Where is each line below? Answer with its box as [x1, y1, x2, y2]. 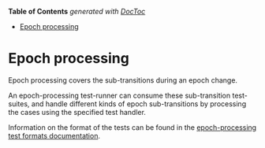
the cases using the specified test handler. [8, 107, 146, 117]
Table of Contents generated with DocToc [8, 7, 146, 16]
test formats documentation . [8, 131, 101, 140]
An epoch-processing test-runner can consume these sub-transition [8, 91, 231, 100]
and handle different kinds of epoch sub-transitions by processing [31, 98, 247, 109]
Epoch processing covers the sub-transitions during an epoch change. [8, 75, 238, 85]
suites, [8, 98, 30, 109]
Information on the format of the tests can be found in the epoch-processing [8, 122, 257, 132]
